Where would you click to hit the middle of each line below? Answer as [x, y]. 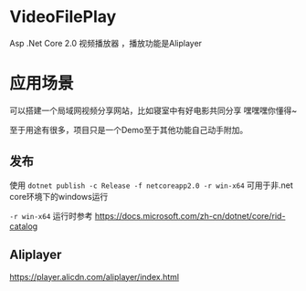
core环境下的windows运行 [59, 196]
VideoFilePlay [63, 17]
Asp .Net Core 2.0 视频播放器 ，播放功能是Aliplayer [106, 43]
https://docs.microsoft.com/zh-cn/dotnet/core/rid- [190, 215]
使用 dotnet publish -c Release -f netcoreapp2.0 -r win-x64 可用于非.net [152, 185]
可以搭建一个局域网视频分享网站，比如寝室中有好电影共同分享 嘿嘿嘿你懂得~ [153, 110]
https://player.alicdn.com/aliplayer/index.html [95, 276]
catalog [24, 226]
